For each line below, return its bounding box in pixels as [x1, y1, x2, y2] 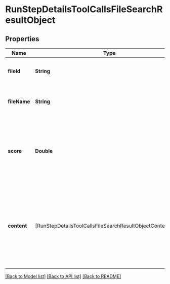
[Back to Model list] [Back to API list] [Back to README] [5, 273, 121, 279]
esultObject [5, 14, 56, 26]
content [8, 222, 27, 229]
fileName [8, 98, 30, 105]
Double [35, 148, 53, 154]
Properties [5, 34, 39, 43]
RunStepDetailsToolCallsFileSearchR [5, 4, 163, 15]
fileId [8, 67, 21, 75]
